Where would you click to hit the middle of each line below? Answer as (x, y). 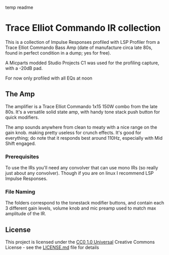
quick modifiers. (22, 117)
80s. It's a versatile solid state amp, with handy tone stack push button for (83, 112)
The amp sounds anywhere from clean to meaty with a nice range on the (81, 127)
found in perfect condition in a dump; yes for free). (58, 53)
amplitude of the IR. (26, 214)
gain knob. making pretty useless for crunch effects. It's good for (73, 133)
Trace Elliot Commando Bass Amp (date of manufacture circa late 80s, (79, 47)
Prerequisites (22, 157)
